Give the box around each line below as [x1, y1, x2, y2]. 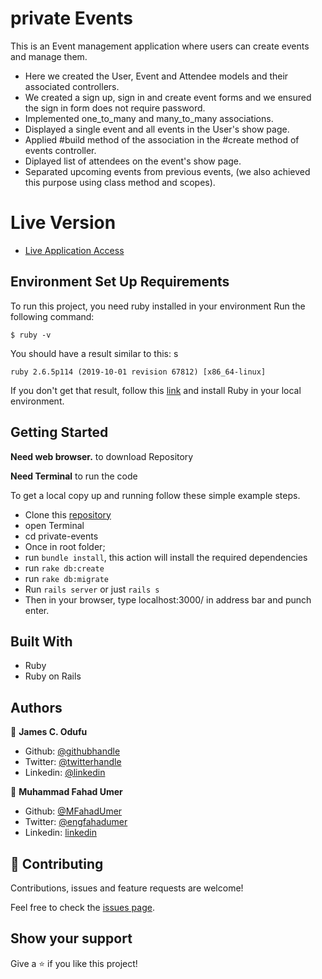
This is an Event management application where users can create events [10, 40, 310, 52]
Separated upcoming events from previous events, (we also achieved [24, 165, 311, 177]
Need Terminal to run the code [10, 470, 138, 482]
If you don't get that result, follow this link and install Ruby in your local [10, 384, 302, 396]
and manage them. [10, 50, 88, 62]
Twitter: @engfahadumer [24, 816, 128, 828]
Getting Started [10, 424, 109, 441]
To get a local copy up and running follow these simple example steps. [10, 489, 301, 501]
